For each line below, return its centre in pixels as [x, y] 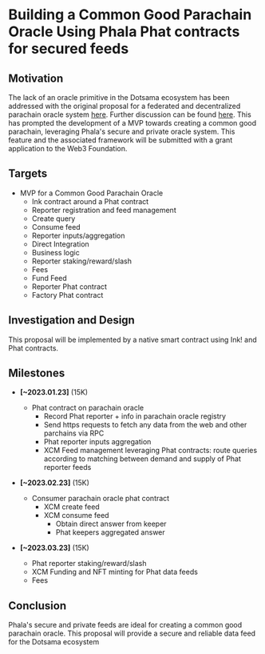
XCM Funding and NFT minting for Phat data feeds [115, 572]
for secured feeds [69, 49]
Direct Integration [60, 244]
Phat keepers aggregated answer [110, 532]
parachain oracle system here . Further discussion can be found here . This [130, 114]
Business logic [55, 252]
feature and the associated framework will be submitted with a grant [121, 140]
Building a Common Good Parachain [130, 15]
